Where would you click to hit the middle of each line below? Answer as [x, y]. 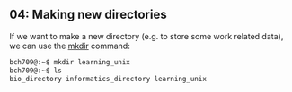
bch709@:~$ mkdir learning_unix [70, 62]
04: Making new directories [88, 15]
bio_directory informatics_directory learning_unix [108, 79]
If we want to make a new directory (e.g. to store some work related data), [146, 36]
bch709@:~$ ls [36, 71]
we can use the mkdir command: [70, 46]
